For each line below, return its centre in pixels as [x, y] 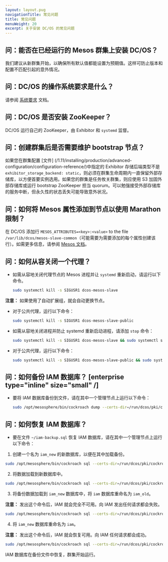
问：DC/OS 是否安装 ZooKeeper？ [58, 117]
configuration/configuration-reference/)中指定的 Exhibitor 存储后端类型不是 [82, 167]
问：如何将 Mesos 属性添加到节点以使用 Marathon [83, 209]
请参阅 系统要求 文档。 [28, 100]
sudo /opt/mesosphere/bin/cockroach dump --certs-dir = [71, 407]
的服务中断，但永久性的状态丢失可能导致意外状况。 [58, 192]
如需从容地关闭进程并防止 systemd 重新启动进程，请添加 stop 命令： [83, 331]
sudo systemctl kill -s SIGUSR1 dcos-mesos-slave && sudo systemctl [85, 340]
